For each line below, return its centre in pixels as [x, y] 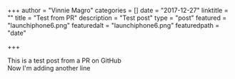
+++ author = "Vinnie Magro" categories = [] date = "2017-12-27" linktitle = [118, 10]
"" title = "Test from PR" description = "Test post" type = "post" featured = [117, 18]
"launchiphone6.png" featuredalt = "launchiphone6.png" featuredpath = [114, 25]
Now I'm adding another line [49, 68]
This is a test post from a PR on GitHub [64, 60]
